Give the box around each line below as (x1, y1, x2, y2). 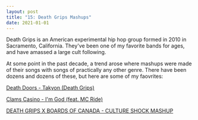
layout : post (6, 8, 39, 15)
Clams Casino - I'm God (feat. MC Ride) (6, 96, 103, 103)
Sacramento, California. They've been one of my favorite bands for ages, (6, 42, 185, 49)
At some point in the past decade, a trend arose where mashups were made (6, 60, 192, 67)
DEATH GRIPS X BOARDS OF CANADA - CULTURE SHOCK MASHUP (6, 108, 174, 115)
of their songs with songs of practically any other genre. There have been (6, 67, 187, 74)
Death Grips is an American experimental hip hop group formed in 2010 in (6, 36, 187, 43)
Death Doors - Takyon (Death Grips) (6, 84, 95, 91)
